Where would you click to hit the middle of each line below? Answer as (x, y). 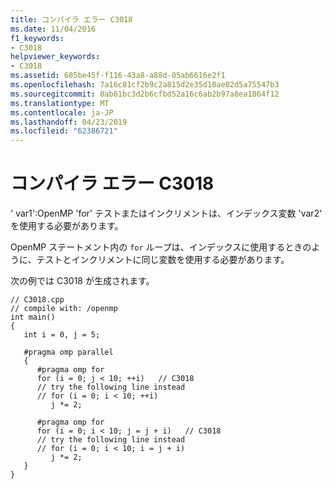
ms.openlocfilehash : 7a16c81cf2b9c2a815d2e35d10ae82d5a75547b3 (145, 85)
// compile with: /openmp (64, 309)
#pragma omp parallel (68, 352)
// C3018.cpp (37, 300)
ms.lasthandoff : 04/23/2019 (69, 122)
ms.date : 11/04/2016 (53, 29)
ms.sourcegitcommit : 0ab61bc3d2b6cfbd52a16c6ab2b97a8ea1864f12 (145, 94)
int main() (33, 317)
